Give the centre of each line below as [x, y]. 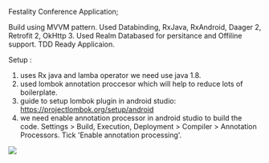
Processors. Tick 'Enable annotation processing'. [101, 135]
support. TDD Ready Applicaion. [61, 44]
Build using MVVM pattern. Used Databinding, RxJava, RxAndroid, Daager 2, [135, 27]
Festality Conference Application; [63, 12]
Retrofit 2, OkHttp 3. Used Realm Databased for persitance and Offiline [125, 36]
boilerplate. [39, 92]
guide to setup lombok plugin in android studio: [98, 101]
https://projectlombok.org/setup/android [87, 109]
